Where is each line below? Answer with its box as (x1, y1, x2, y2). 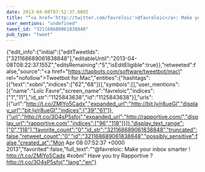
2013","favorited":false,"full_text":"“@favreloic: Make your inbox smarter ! (6, 146, 191, 153)
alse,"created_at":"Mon (6, 139, 65, 146)
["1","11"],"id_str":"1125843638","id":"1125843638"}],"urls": (6, 94, 154, 101)
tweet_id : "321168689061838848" (6, 26, 88, 32)
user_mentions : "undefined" (6, 20, 78, 26)
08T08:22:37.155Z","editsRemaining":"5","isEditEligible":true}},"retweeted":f (6, 62, 196, 69)
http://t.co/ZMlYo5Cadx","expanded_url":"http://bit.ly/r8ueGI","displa (26, 100, 198, 107)
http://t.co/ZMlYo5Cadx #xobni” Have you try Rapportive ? (6, 152, 153, 159)
